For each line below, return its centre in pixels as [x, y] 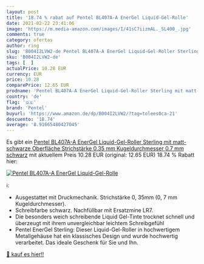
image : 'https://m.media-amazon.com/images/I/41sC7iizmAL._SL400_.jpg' [99, 29]
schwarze [19, 149]
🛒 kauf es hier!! [25, 254]
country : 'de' [24, 96]
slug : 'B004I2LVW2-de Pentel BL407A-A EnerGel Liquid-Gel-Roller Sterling [103, 52]
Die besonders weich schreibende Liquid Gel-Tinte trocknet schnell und [105, 217]
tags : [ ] [20, 63]
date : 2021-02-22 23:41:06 [40, 23]
